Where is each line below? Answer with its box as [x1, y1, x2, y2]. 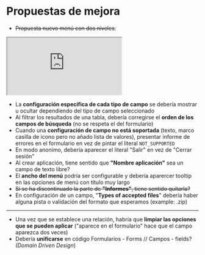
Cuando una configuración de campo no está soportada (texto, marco [15, 127, 195, 134]
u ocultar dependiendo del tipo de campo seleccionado [15, 107, 154, 114]
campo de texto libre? [15, 165, 70, 172]
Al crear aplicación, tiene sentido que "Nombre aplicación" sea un [15, 159, 184, 166]
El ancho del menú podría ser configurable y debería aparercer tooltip [15, 172, 192, 179]
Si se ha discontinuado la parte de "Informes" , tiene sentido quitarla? [15, 185, 190, 192]
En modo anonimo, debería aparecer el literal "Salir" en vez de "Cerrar [15, 146, 192, 153]
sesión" [15, 152, 35, 160]
